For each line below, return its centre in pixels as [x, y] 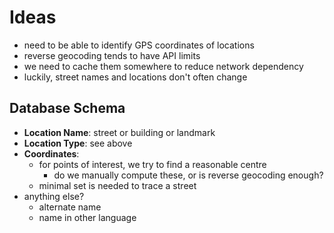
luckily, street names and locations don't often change [135, 77]
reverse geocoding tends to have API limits [112, 55]
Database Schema [67, 108]
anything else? [54, 196]
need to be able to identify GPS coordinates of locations [139, 45]
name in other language [87, 217]
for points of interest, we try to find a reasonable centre [152, 164]
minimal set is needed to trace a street [117, 185]
